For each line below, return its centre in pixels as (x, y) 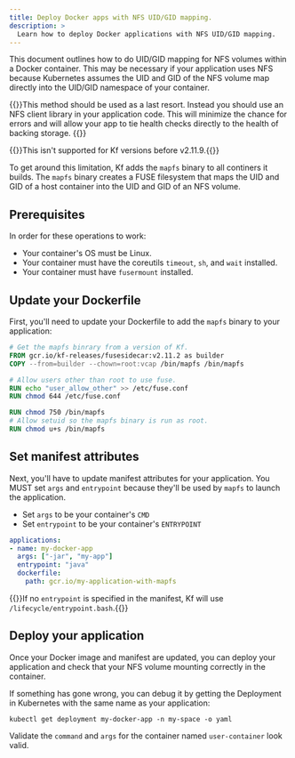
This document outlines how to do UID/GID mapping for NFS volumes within (148, 60)
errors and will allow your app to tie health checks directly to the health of (144, 124)
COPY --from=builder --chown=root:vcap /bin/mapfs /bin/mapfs (127, 364)
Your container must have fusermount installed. (108, 272)
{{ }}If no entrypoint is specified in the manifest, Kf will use (116, 598)
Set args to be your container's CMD (86, 514)
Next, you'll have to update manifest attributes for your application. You (140, 478)
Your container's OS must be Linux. (87, 254)
